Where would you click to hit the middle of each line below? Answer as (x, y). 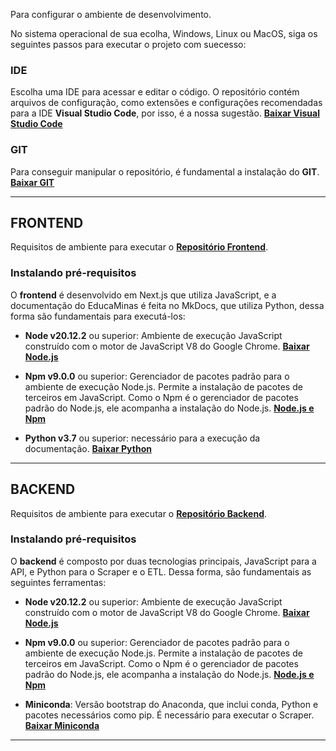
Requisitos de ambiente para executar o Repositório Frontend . (139, 247)
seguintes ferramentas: (58, 582)
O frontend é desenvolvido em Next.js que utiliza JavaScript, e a (143, 295)
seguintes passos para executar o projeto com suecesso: (128, 44)
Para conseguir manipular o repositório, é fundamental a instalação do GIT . (165, 171)
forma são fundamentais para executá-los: (98, 316)
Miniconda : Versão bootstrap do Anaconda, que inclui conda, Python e (171, 704)
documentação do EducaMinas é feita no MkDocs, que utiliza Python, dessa (167, 305)
